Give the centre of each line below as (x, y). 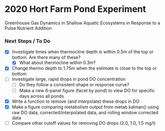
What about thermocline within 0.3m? (57, 63)
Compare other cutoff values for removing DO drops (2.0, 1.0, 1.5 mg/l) (84, 123)
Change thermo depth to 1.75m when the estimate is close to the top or (84, 68)
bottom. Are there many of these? (46, 58)
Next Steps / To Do (27, 41)
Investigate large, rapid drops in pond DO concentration (69, 79)
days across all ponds (41, 96)
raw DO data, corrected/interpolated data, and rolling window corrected (85, 112)
